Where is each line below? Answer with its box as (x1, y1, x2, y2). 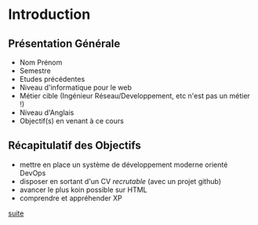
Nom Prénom (19, 57, 63, 67)
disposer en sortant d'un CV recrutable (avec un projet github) (19, 176, 222, 186)
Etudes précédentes (19, 75, 85, 83)
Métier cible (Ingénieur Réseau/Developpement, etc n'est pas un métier (19, 91, 251, 100)
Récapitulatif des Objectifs (8, 139, 141, 153)
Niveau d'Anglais (19, 108, 74, 117)
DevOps (19, 168, 46, 178)
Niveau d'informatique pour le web (19, 83, 132, 92)
